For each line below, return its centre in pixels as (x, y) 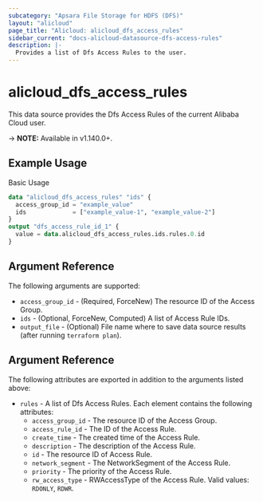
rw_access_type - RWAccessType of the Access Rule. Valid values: (140, 479)
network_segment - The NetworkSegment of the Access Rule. (131, 463)
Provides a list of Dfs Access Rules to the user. (101, 53)
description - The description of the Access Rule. (114, 446)
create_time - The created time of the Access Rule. (116, 437)
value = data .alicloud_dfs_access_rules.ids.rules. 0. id (110, 235)
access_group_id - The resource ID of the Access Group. (124, 420)
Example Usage (48, 163)
